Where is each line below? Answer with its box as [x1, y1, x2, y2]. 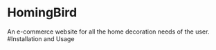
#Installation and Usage [7, 34, 75, 42]
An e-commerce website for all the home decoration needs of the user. [7, 27, 210, 36]
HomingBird [7, 5, 78, 21]
